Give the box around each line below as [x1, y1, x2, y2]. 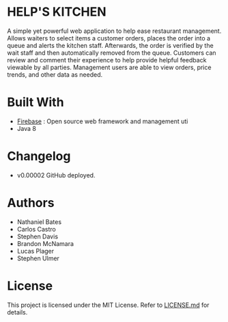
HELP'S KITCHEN [7, 4, 107, 20]
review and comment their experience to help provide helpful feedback [7, 55, 207, 64]
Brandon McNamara [16, 239, 74, 247]
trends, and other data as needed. [7, 70, 103, 79]
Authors [7, 195, 55, 210]
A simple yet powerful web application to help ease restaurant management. [7, 27, 222, 35]
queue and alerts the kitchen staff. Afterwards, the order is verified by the [7, 41, 214, 49]
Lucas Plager [16, 247, 55, 255]
